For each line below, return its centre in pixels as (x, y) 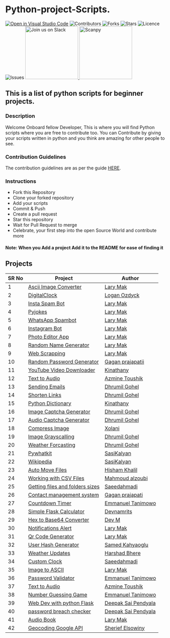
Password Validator (51, 578)
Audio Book (42, 620)
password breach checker (59, 611)
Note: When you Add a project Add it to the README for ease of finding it (84, 247)
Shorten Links (45, 395)
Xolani (112, 428)
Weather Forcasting (52, 445)
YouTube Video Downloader (62, 370)
